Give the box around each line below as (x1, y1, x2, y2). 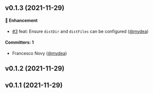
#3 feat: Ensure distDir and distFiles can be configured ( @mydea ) (12, 28, 149, 34)
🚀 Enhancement (5, 17, 38, 23)
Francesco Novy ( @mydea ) (12, 50, 67, 56)
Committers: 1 (5, 39, 34, 45)
